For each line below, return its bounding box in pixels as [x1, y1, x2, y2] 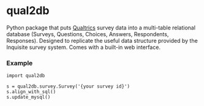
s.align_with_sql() [6, 89, 56, 95]
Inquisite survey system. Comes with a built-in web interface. [6, 44, 161, 51]
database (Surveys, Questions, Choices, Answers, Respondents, [6, 30, 169, 37]
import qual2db [6, 73, 45, 79]
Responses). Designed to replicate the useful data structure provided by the [6, 37, 198, 44]
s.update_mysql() [6, 94, 51, 100]
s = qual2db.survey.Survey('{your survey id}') [6, 83, 130, 89]
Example [6, 59, 33, 67]
